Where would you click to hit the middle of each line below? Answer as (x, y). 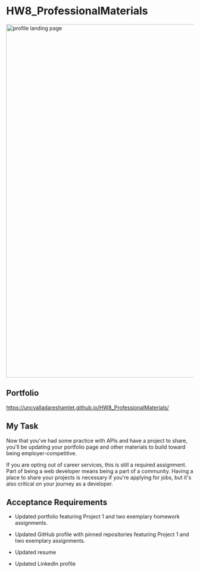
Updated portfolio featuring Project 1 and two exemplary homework (97, 516)
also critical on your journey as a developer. (60, 484)
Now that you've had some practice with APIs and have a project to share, (97, 440)
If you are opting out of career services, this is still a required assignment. (96, 465)
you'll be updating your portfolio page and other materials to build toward (96, 447)
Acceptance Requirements (57, 502)
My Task (22, 426)
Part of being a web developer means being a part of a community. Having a (100, 471)
